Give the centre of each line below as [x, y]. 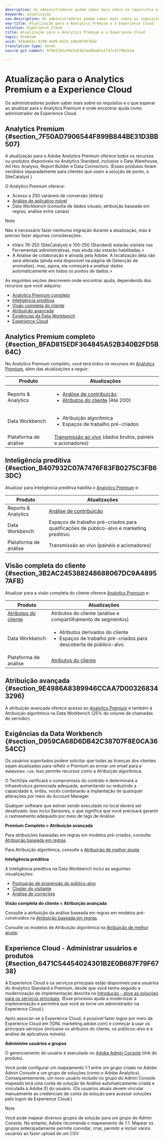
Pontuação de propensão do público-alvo [54, 883]
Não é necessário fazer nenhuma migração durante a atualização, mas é [78, 230]
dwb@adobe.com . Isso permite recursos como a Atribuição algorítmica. [74, 771]
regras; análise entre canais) [41, 212]
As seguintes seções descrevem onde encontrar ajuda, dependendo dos [78, 281]
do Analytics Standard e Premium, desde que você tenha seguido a [73, 988]
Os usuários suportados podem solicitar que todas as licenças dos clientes [81, 761]
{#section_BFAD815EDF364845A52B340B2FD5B [82, 344]
